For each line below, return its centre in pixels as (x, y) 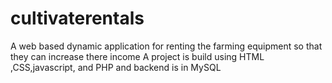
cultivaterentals (77, 18)
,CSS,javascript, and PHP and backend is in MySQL (116, 67)
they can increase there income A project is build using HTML (137, 56)
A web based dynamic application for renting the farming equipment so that (166, 46)
